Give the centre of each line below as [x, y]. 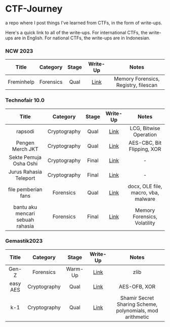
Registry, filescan [137, 85]
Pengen [25, 143]
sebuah [25, 220]
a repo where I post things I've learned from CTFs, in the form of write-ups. [84, 23]
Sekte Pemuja [25, 157]
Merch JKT [25, 149]
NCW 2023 [19, 51]
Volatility [145, 223]
